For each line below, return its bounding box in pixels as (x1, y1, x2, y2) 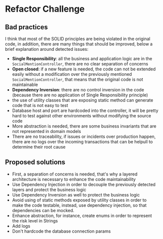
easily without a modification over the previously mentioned (12, 71, 132, 77)
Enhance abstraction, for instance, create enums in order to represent (12, 213, 152, 218)
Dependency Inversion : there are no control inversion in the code (12, 87, 145, 92)
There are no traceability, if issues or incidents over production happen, (12, 133, 156, 139)
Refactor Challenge (5, 3, 85, 15)
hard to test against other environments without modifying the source (12, 113, 151, 118)
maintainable (12, 82, 38, 87)
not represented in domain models (12, 129, 81, 134)
